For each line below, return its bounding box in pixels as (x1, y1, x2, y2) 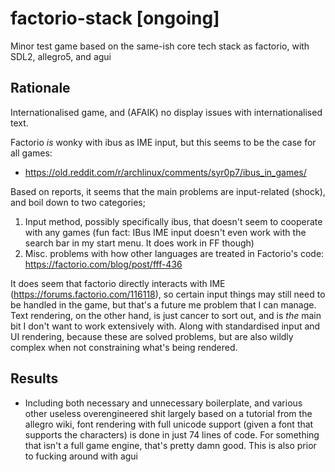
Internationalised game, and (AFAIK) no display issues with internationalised (10, 106, 323, 118)
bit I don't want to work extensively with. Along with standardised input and (10, 320, 321, 332)
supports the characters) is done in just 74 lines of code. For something (24, 428, 320, 441)
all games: (10, 147, 53, 159)
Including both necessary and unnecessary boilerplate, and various (24, 397, 303, 409)
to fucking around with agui (24, 450, 139, 462)
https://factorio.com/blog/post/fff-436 (24, 258, 183, 270)
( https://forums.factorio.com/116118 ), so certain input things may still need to (10, 288, 326, 300)
